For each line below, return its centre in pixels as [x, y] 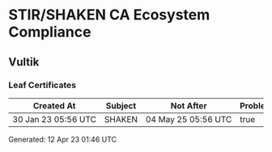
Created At [54, 105]
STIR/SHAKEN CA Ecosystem [109, 15]
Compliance [50, 32]
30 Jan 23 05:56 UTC [55, 119]
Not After [189, 105]
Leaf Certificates [42, 85]
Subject [121, 105]
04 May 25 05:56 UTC [189, 119]
